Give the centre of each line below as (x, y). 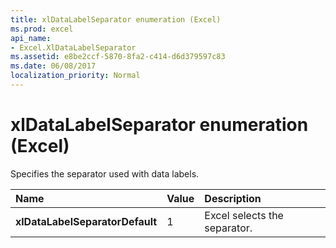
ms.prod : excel (42, 29)
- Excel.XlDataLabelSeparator (73, 47)
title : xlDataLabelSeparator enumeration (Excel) (116, 19)
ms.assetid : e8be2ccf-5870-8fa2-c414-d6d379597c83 (118, 57)
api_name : (31, 38)
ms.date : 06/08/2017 (53, 66)
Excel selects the (244, 215)
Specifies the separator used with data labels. (105, 173)
